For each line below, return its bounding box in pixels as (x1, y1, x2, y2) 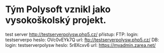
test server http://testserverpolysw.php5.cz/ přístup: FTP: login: (5, 31, 139, 37)
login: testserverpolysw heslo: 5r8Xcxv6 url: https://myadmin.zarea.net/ (5, 42, 156, 48)
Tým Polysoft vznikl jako (5, 4, 111, 15)
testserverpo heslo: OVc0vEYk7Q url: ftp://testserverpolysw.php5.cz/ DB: (5, 37, 159, 43)
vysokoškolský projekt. (5, 14, 106, 26)
